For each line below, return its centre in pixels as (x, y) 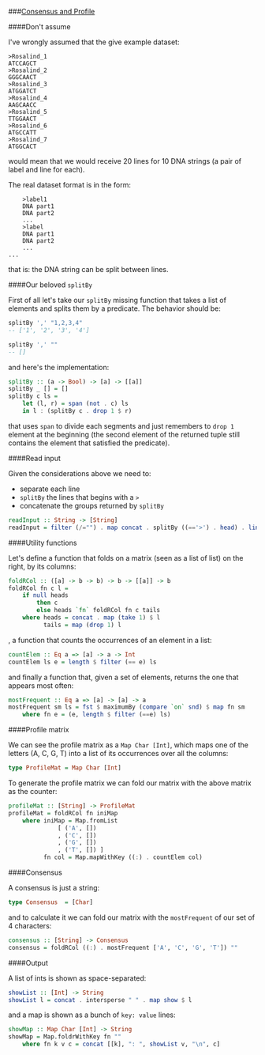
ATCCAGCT (22, 63)
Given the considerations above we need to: (80, 473)
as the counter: (33, 791)
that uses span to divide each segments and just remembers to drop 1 (121, 425)
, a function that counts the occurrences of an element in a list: (110, 640)
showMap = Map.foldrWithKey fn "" (65, 1037)
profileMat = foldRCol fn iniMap (63, 813)
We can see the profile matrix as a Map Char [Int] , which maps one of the (129, 745)
